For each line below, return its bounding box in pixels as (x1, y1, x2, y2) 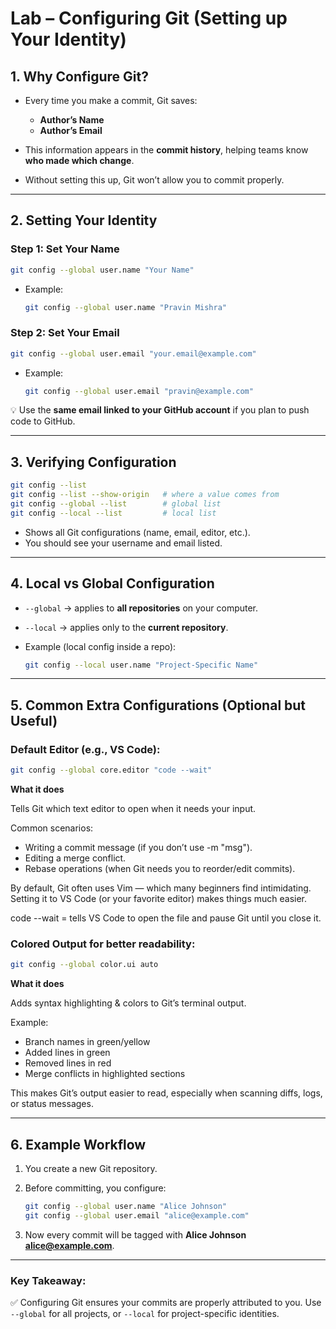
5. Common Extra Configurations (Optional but (10, 697, 307, 714)
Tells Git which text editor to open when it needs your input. (10, 803, 257, 815)
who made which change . (24, 155, 135, 166)
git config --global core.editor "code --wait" (10, 765, 213, 776)
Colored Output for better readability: (10, 937, 196, 951)
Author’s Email (39, 125, 103, 136)
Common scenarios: (10, 822, 94, 834)
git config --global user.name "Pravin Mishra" (24, 302, 227, 312)
